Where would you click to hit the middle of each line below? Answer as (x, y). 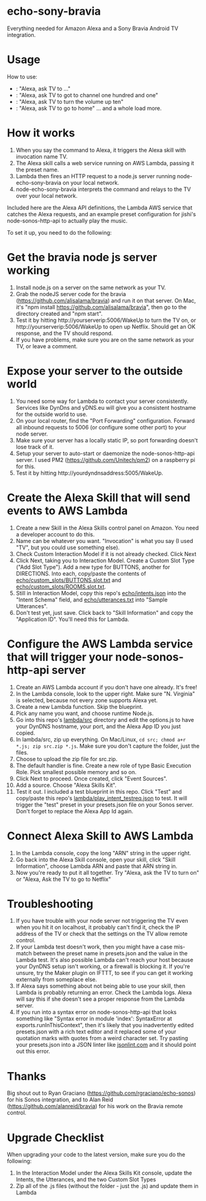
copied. (25, 733)
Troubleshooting (50, 904)
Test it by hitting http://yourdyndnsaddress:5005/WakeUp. (90, 473)
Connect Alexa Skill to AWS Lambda (100, 836)
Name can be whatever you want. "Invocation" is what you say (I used (105, 541)
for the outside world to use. (51, 414)
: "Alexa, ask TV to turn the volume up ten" (70, 101)
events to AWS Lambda (67, 511)
